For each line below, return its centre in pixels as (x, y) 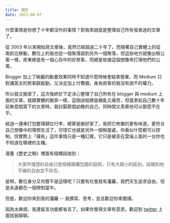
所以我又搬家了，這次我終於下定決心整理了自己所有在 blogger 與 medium (81, 94)
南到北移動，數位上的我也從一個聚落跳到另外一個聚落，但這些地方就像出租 (83, 53)
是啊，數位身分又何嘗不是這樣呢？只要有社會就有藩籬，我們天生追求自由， (83, 181)
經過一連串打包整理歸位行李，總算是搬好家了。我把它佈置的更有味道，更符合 (85, 123)
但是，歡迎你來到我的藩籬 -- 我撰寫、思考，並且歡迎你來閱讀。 (71, 198)
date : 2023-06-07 (24, 15)
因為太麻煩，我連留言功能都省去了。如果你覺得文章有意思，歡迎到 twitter (81, 209)
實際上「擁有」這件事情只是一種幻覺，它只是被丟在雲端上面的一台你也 (92, 136)
